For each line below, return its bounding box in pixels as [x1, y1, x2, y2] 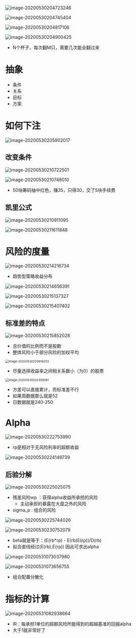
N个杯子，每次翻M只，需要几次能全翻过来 [12, 44, 100, 50]
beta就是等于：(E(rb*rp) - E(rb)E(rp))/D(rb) [12, 538, 102, 543]
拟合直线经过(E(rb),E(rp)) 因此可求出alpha [12, 544, 99, 550]
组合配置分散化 [12, 574, 44, 580]
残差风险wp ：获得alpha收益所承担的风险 [12, 495, 98, 500]
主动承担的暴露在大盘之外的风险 [20, 501, 87, 507]
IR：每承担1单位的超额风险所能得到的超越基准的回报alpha [12, 621, 132, 627]
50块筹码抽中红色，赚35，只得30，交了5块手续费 [12, 187, 116, 193]
